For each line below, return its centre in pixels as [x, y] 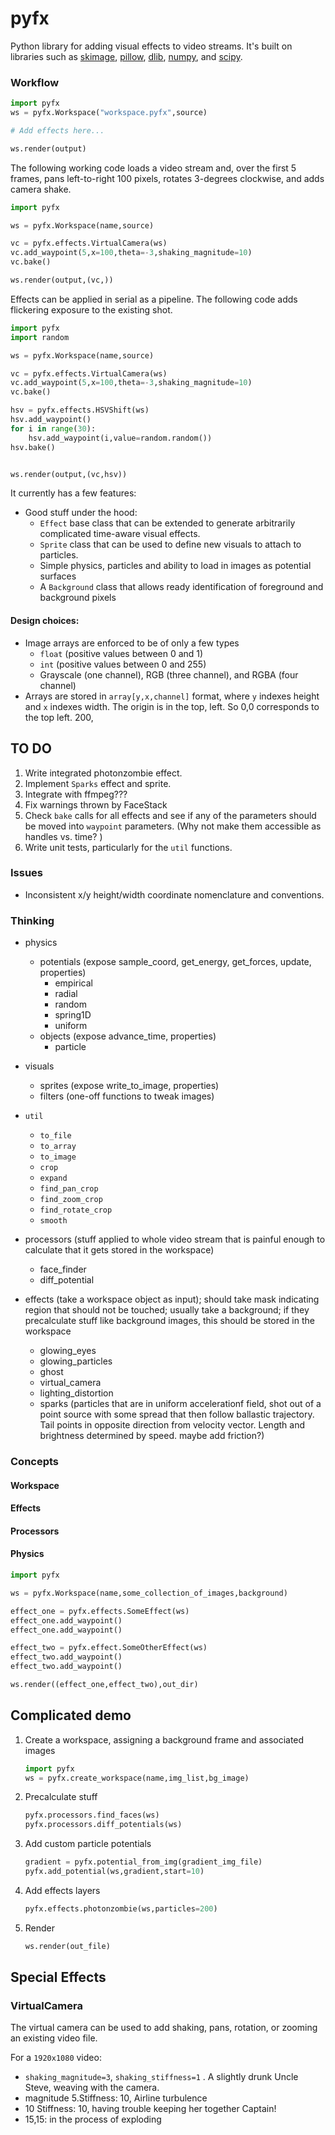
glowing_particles [76, 1361]
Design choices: [45, 621]
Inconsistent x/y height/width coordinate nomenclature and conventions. [174, 894]
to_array [58, 1147]
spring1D [73, 1015]
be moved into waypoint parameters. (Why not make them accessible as [173, 826]
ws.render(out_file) [67, 1946]
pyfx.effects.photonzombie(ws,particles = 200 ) [121, 1908]
